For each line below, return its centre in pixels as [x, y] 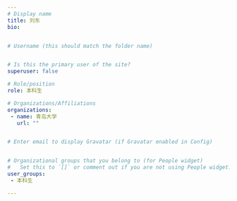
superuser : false [33, 71]
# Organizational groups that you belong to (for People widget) [105, 161]
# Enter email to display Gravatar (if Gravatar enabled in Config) [110, 142]
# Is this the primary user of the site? [69, 65]
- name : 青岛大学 [34, 116]
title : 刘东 [24, 20]
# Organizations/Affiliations [52, 103]
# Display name [30, 14]
